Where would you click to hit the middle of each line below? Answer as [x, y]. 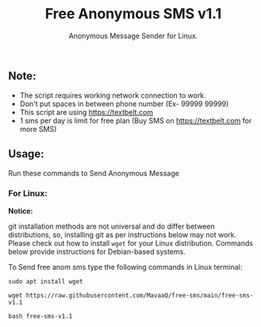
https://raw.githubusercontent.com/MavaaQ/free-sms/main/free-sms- [140, 295]
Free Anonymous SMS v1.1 [133, 14]
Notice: [21, 210]
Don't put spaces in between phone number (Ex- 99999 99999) [124, 103]
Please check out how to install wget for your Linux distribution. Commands [131, 243]
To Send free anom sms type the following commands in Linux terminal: [125, 267]
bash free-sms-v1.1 [40, 316]
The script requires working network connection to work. [113, 95]
